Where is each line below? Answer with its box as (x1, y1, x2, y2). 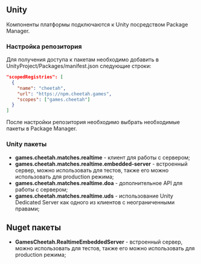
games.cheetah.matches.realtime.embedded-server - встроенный (14, 160, 188, 168)
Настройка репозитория (6, 42, 82, 51)
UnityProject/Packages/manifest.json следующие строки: (6, 63, 152, 70)
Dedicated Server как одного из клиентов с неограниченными (14, 198, 175, 206)
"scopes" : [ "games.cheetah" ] (17, 96, 91, 102)
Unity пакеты (6, 140, 47, 148)
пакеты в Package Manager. (6, 125, 77, 132)
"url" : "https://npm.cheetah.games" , (17, 90, 112, 97)
